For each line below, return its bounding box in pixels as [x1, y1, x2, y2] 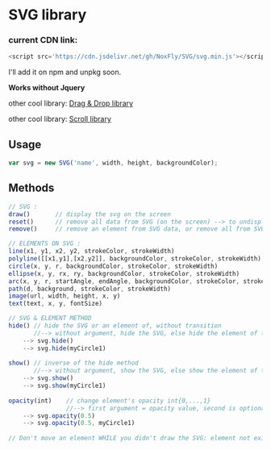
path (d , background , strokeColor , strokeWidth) [8, 285, 172, 293]
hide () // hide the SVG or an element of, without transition [8, 322, 222, 330]
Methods [8, 181, 55, 195]
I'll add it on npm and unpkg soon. [8, 67, 122, 77]
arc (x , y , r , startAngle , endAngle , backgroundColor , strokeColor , [8, 277, 240, 285]
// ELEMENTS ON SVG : [8, 240, 81, 248]
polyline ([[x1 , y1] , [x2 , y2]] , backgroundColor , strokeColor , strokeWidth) [8, 255, 262, 263]
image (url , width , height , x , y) [8, 292, 121, 300]
